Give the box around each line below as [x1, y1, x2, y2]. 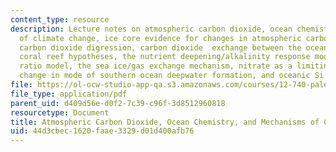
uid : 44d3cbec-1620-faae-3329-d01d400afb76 [10, 126, 195, 136]
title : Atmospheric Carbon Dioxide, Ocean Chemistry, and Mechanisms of [10, 117, 320, 127]
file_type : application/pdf [10, 89, 128, 99]
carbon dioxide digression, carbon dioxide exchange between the [19, 42, 302, 53]
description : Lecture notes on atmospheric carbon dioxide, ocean [10, 24, 293, 34]
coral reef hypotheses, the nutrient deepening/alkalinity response [19, 52, 311, 62]
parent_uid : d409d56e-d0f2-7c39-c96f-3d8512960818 [10, 98, 226, 108]
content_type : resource [10, 14, 110, 25]
